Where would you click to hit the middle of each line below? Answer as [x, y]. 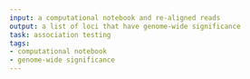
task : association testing [60, 35]
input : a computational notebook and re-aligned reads [115, 18]
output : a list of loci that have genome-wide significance [125, 26]
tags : [19, 43]
